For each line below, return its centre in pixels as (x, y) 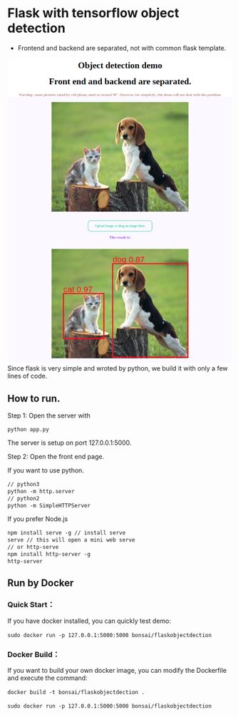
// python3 (24, 485)
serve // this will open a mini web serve (71, 540)
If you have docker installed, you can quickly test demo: (89, 621)
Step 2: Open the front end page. (56, 457)
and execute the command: (47, 678)
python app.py (29, 430)
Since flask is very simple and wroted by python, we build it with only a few (118, 368)
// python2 (24, 499)
